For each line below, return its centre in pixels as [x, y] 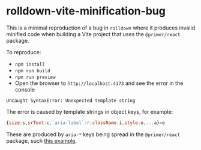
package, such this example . [42, 140]
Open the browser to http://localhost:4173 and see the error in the [99, 83]
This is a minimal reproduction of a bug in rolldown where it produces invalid [101, 28]
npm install [30, 64]
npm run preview [35, 77]
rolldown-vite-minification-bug [86, 11]
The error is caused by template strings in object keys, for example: [90, 111]
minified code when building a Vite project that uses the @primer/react [94, 34]
